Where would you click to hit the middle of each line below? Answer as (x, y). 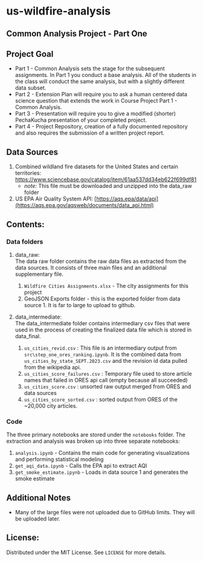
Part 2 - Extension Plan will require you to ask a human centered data (101, 95)
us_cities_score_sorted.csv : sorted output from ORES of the (101, 399)
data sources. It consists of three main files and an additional (91, 267)
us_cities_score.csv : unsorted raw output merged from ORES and (108, 387)
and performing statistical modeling (59, 459)
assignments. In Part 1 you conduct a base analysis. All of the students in (105, 75)
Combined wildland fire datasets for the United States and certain (96, 167)
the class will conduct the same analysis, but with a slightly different (100, 81)
